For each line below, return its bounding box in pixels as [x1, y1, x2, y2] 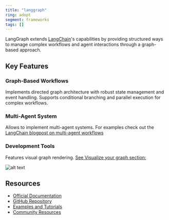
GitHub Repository [12, 198, 52, 205]
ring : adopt [5, 12, 31, 17]
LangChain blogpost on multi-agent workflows [5, 130, 104, 136]
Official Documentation [12, 193, 62, 199]
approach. [20, 47, 42, 53]
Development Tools [5, 142, 55, 150]
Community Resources [12, 209, 62, 215]
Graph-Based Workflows [5, 77, 69, 84]
